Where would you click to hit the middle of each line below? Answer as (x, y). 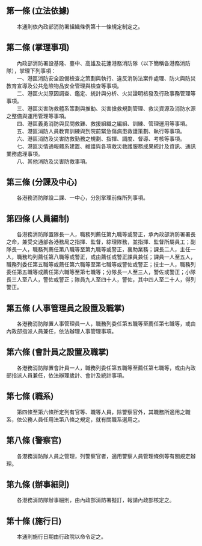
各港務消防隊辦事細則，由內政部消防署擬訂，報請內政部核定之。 (96, 500)
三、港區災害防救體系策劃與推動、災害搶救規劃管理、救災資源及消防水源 (106, 108)
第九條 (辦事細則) (38, 484)
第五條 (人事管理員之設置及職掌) (66, 308)
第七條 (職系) (30, 397)
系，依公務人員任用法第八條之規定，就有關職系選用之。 (75, 419)
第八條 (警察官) (34, 441)
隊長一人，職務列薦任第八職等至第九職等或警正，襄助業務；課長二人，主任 (98, 249)
